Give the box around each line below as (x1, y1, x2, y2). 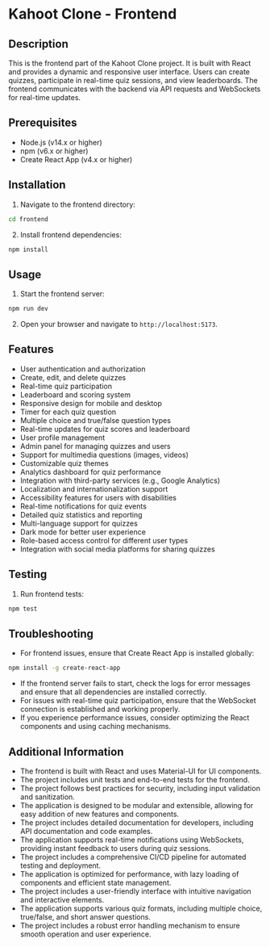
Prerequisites (8, 116, 77, 130)
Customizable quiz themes (19, 458, 109, 468)
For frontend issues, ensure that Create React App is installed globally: (19, 648, 255, 658)
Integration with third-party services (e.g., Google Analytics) (19, 476, 221, 485)
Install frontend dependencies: (19, 229, 123, 239)
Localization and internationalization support (19, 484, 168, 493)
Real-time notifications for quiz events (19, 501, 147, 511)
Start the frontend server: (19, 289, 105, 299)
